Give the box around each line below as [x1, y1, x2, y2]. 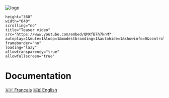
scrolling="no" [5, 23, 37, 28]
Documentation [5, 70, 72, 82]
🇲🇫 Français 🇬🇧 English [5, 86, 58, 92]
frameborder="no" [5, 40, 42, 45]
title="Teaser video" [5, 27, 51, 32]
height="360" [5, 14, 33, 19]
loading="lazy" [5, 45, 37, 50]
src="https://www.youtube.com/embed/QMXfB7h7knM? [5, 32, 112, 37]
